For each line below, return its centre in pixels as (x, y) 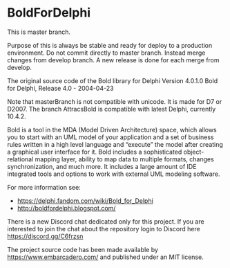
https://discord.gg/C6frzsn (45, 236)
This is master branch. (39, 32)
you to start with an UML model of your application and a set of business (111, 137)
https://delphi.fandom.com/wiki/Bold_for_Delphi (85, 200)
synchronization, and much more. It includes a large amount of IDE (102, 166)
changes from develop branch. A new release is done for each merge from (113, 60)
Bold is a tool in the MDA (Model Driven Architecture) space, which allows (112, 129)
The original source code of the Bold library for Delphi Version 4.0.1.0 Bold (113, 80)
